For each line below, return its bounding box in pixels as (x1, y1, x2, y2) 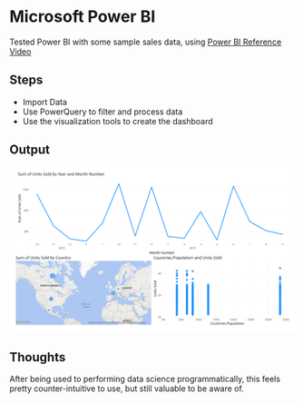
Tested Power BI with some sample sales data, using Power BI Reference (9, 36, 282, 47)
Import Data (22, 96, 68, 107)
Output (9, 143, 50, 158)
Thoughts (9, 349, 66, 365)
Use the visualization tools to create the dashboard (22, 115, 213, 126)
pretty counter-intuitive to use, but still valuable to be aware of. (9, 383, 245, 394)
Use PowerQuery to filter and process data (22, 106, 183, 117)
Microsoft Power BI (9, 6, 156, 27)
